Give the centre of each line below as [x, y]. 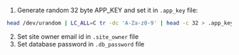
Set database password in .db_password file [81, 44]
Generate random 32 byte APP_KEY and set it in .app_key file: [107, 10]
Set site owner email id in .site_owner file [78, 36]
